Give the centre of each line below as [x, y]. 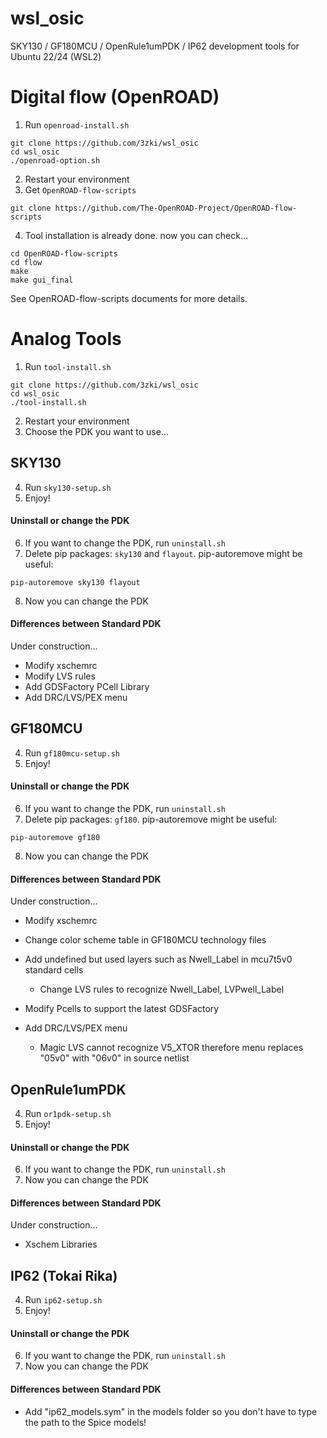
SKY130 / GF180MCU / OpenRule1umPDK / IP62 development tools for [155, 46]
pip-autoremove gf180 [55, 838]
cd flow [26, 262]
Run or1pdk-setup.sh [68, 1114]
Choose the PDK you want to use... [96, 431]
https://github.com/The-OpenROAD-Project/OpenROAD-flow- [176, 208]
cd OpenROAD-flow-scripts [64, 253]
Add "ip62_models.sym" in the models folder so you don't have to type [171, 1411]
